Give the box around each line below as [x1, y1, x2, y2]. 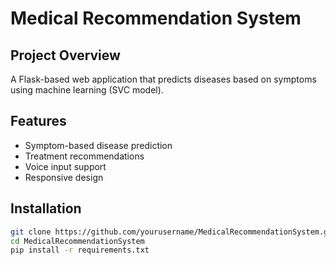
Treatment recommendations [24, 150, 145, 162]
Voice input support [24, 160, 107, 172]
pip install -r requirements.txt [10, 245, 150, 256]
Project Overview [10, 47, 121, 64]
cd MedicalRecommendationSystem [10, 236, 145, 246]
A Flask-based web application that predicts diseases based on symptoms [10, 73, 317, 85]
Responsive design [24, 171, 104, 183]
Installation [10, 200, 82, 217]
